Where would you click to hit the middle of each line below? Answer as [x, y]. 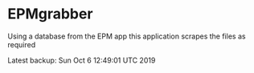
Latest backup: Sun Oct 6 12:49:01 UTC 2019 [82, 60]
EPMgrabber [50, 14]
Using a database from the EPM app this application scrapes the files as [127, 36]
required [22, 44]
